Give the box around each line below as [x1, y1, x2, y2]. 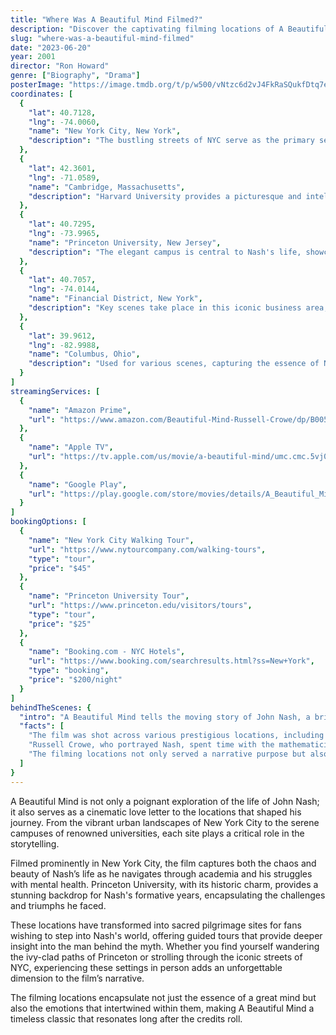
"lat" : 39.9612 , [28, 331, 97, 341]
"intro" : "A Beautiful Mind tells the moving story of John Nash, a [19, 712, 311, 722]
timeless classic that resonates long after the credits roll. [10, 1012, 243, 1025]
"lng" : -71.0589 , [28, 172, 101, 183]
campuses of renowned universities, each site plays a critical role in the [10, 827, 305, 839]
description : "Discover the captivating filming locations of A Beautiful [10, 24, 329, 34]
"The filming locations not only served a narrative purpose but [28, 749, 307, 759]
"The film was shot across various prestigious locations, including [28, 731, 325, 741]
